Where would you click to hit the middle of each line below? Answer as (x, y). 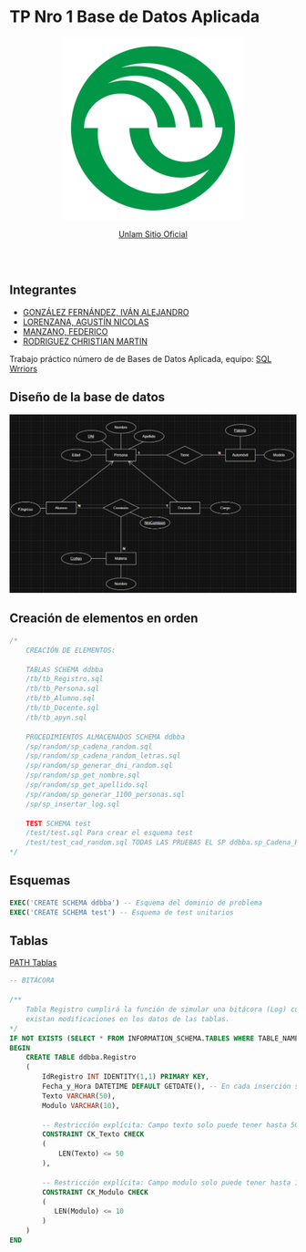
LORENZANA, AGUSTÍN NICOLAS (86, 322)
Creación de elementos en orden (104, 619)
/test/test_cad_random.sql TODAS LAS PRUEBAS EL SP (126, 843)
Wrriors (24, 368)
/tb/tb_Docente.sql (63, 709)
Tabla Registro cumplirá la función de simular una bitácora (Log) (156, 1009)
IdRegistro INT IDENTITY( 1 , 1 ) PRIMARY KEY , (126, 1077)
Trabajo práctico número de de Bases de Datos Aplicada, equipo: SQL (141, 358)
